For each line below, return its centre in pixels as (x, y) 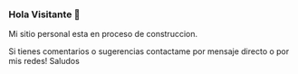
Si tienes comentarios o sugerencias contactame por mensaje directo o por (149, 51)
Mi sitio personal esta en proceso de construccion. (103, 34)
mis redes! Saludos (44, 61)
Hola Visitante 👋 (44, 14)
